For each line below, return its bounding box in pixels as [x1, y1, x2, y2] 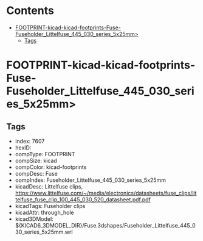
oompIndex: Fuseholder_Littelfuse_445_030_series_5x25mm [15, 176, 166, 184]
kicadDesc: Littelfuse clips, [15, 182, 83, 190]
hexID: [15, 144, 32, 151]
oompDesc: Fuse [15, 170, 58, 177]
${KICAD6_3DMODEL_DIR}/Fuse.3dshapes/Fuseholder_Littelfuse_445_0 [15, 221, 196, 229]
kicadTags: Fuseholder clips [15, 202, 86, 209]
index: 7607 [15, 137, 45, 145]
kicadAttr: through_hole [15, 209, 74, 216]
